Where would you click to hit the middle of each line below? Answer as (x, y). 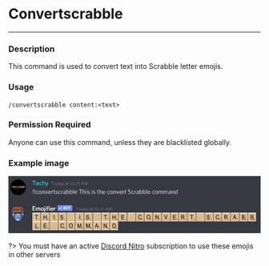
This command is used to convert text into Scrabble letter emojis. (116, 66)
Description (32, 49)
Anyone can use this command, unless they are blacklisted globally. (120, 142)
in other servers (34, 254)
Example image (39, 163)
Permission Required (50, 125)
